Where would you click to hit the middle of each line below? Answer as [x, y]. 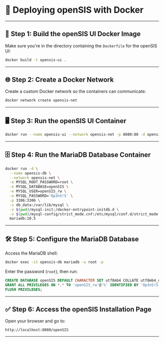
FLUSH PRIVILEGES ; [24, 289]
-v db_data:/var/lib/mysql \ [39, 205]
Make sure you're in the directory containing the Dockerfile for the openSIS [81, 45]
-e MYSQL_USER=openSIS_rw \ [38, 192]
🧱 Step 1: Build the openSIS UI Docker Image [73, 34]
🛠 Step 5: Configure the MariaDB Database [72, 239]
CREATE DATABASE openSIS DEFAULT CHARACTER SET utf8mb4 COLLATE [72, 280]
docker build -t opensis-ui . [36, 60]
